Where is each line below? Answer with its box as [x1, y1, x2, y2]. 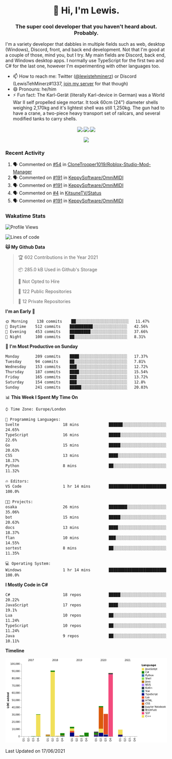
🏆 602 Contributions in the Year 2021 [17, 254, 99, 260]
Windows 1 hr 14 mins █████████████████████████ [5, 568, 167, 573]
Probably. [73, 29, 99, 37]
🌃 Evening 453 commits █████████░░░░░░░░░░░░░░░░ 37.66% [5, 329, 148, 334]
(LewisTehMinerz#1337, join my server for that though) [12, 81, 128, 87]
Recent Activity [5, 149, 45, 156]
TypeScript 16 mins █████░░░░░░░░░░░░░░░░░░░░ [5, 432, 167, 438]
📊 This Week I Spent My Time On [5, 394, 78, 400]
